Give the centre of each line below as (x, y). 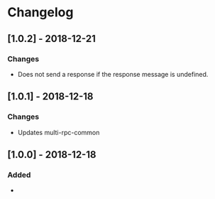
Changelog (40, 12)
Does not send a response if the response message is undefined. (113, 74)
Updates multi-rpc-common (59, 132)
